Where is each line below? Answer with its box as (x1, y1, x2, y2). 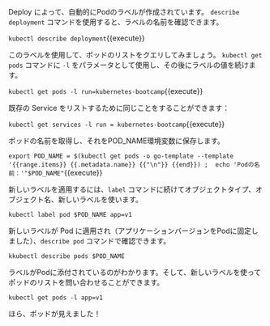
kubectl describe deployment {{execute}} (8, 33, 146, 43)
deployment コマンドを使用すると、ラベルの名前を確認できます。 (8, 17, 224, 27)
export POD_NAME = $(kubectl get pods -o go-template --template (8, 152, 234, 160)
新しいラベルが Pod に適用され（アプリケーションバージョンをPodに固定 (8, 226, 251, 235)
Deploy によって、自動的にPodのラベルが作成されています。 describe (8, 7, 240, 16)
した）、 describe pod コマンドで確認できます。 (15, 236, 171, 245)
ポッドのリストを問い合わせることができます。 (8, 277, 165, 287)
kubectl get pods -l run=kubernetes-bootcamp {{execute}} (8, 87, 204, 95)
